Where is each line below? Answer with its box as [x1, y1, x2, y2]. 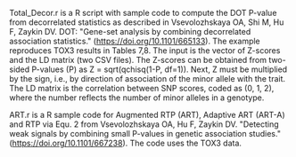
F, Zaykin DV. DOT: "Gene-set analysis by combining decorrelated [9, 27, 251, 36]
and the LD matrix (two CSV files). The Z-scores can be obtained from [9, 55, 267, 65]
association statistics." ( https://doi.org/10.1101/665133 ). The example [9, 35, 260, 46]
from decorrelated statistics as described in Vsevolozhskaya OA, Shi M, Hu [9, 17, 284, 27]
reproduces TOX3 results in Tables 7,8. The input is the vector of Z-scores [9, 45, 281, 56]
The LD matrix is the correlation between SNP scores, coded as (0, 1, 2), [9, 83, 275, 93]
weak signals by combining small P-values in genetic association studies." [9, 129, 281, 138]
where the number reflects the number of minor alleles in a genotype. [9, 92, 265, 103]
